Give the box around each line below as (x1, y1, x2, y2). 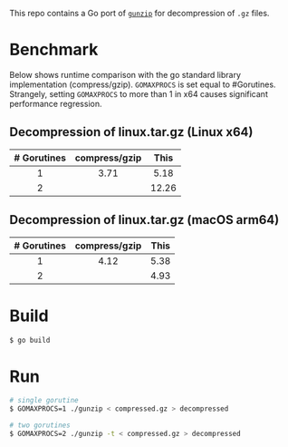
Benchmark (9, 40, 99, 60)
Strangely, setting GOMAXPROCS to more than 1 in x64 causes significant (9, 88, 269, 99)
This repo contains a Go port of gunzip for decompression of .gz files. (9, 8, 270, 18)
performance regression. (9, 98, 102, 109)
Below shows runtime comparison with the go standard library (9, 69, 242, 80)
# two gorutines (9, 421, 71, 430)
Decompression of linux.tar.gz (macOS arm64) (9, 212, 280, 228)
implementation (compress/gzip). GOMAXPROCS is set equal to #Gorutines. (9, 79, 276, 90)
